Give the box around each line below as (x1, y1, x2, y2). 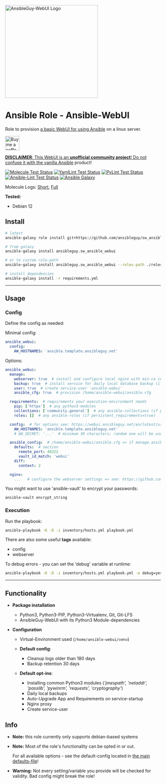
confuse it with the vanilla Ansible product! (5, 159, 92, 165)
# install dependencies (5, 271, 54, 276)
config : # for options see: (9, 422, 70, 427)
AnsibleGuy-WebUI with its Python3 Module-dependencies (19, 617, 140, 623)
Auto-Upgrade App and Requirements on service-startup (27, 696, 143, 702)
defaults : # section (14, 445, 58, 450)
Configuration (12, 627, 42, 633)
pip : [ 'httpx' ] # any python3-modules (14, 404, 96, 409)
